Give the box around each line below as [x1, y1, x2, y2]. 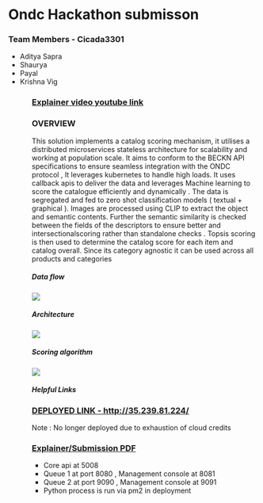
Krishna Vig [19, 77, 58, 86]
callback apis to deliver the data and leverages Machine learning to [31, 178, 251, 188]
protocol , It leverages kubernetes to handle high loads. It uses [31, 170, 236, 179]
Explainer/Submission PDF [31, 442, 136, 453]
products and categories [31, 253, 112, 263]
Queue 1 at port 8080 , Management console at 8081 [43, 469, 215, 478]
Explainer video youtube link [31, 97, 144, 108]
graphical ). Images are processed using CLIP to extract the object [31, 204, 248, 213]
